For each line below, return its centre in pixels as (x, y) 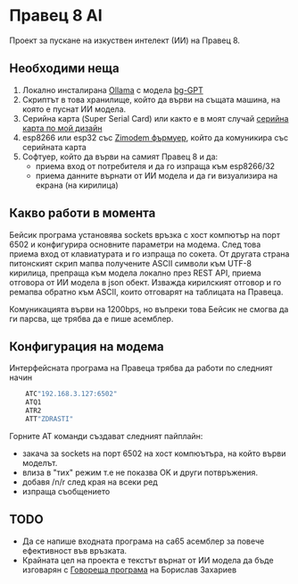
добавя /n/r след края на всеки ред (90, 482)
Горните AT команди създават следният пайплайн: (106, 436)
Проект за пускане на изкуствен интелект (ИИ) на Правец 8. (125, 40)
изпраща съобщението (66, 491)
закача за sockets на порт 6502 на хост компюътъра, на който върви (154, 453)
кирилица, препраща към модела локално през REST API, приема (135, 273)
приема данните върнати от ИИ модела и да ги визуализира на (157, 175)
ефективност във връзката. (74, 550)
